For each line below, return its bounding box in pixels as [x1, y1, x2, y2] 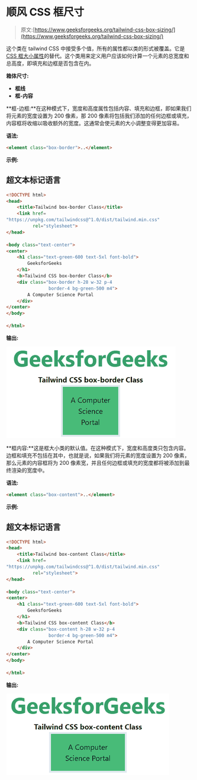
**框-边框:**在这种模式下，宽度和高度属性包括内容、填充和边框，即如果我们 [6, 105, 192, 112]
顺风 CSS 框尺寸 [6, 5, 85, 19]
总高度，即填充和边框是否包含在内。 [6, 60, 95, 67]
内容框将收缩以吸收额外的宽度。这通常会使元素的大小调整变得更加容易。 [6, 119, 182, 127]
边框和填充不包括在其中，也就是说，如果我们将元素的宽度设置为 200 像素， [6, 452, 190, 459]
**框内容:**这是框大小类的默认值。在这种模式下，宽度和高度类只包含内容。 [6, 444, 189, 451]
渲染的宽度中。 [11, 467, 48, 474]
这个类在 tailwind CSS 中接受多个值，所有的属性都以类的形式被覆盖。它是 [6, 45, 185, 52]
